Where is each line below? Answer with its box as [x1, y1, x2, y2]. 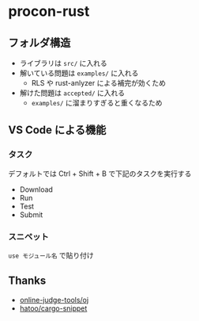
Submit [19, 209, 43, 220]
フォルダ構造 [8, 36, 71, 49]
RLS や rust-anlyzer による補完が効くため [31, 78, 166, 87]
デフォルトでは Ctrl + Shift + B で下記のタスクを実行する [8, 169, 192, 178]
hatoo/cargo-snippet [19, 304, 88, 313]
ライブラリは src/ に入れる [19, 59, 108, 67]
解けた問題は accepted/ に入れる [19, 88, 126, 97]
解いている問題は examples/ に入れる [19, 68, 139, 78]
